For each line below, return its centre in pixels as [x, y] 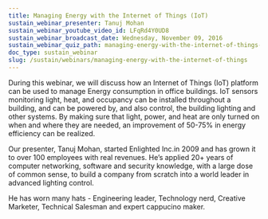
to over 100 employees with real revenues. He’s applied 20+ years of [121, 157]
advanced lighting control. [51, 182]
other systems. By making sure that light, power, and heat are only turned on [134, 116]
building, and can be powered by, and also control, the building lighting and [132, 108]
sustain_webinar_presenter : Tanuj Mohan [77, 23]
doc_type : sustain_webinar [53, 53]
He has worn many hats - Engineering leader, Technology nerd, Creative [127, 198]
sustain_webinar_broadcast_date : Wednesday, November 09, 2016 [116, 38]
